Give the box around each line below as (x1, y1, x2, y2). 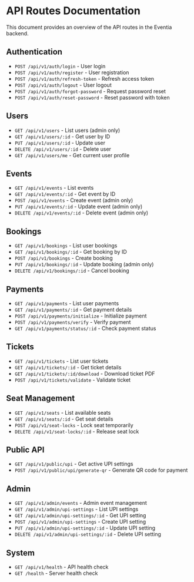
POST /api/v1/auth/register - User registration (14, 69, 129, 76)
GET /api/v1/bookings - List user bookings (14, 242, 118, 249)
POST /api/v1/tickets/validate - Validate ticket (14, 376, 131, 383)
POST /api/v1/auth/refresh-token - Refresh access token (14, 75, 155, 82)
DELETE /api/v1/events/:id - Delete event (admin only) (14, 209, 149, 216)
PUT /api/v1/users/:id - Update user (14, 139, 106, 146)
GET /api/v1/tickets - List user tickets (14, 358, 109, 365)
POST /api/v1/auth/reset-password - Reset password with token (14, 94, 170, 101)
